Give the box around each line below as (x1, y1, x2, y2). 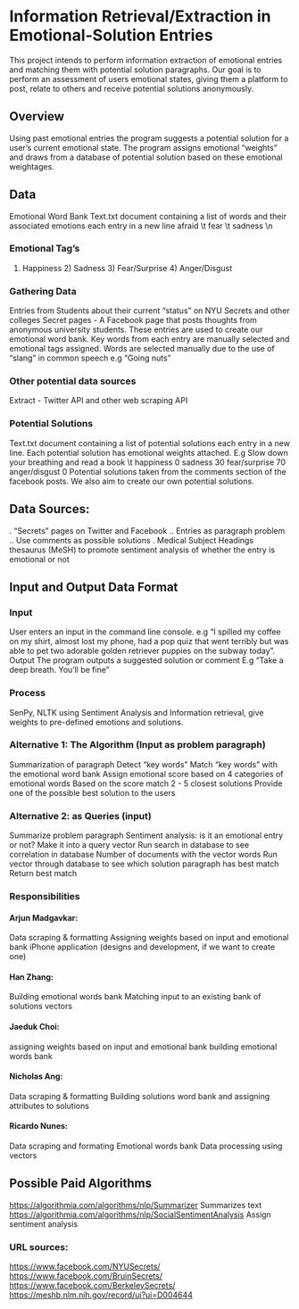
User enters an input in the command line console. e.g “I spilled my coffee (9, 626, 281, 637)
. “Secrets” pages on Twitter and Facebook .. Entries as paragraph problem (9, 525, 286, 536)
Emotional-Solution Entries (9, 25, 213, 46)
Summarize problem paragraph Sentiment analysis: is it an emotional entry (9, 830, 284, 841)
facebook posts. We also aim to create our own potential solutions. (9, 476, 254, 486)
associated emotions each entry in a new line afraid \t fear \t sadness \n (9, 220, 274, 231)
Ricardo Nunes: (9, 1121, 69, 1131)
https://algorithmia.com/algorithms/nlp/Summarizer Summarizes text (9, 1199, 262, 1210)
